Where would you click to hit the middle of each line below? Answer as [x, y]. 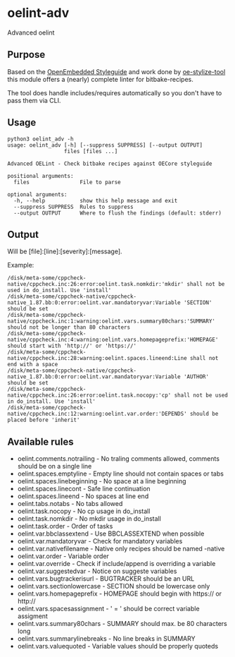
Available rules [40, 441]
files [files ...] [91, 151]
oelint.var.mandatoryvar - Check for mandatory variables [100, 541]
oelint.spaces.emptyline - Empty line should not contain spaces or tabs [120, 474]
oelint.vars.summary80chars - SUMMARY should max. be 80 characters [122, 624]
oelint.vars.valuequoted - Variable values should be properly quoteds [118, 646]
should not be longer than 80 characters [69, 327]
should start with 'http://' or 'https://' [72, 346]
